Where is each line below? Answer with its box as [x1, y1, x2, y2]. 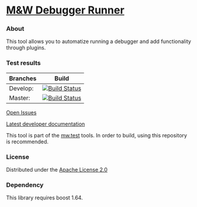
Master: [9, 94, 31, 102]
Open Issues [6, 109, 37, 116]
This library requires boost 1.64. [6, 194, 83, 201]
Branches [9, 74, 37, 83]
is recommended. [6, 138, 49, 145]
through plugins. [6, 44, 46, 51]
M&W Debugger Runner [6, 4, 125, 17]
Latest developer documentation [6, 120, 86, 127]
